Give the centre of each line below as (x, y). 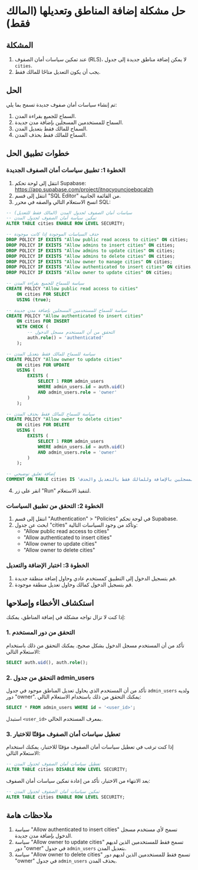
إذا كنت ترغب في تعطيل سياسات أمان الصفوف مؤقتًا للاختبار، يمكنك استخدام (90, 747)
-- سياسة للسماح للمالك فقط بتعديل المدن (51, 354)
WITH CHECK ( (33, 327)
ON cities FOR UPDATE (43, 365)
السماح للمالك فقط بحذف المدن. (51, 134)
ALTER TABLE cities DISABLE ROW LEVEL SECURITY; (67, 769)
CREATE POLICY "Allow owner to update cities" (64, 359)
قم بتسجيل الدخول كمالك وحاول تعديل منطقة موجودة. (74, 585)
